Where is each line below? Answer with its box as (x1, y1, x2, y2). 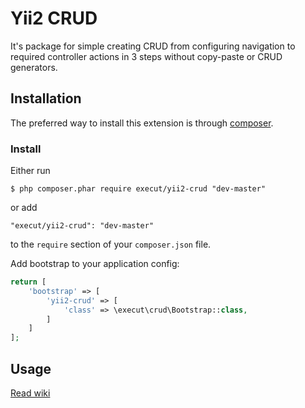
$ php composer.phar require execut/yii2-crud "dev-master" (10, 184, 267, 194)
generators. (10, 61, 58, 73)
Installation (10, 90, 82, 107)
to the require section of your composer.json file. (10, 238, 212, 251)
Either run (10, 165, 51, 177)
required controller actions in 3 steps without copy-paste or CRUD (10, 50, 283, 62)
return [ (10, 277, 47, 287)
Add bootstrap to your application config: (10, 258, 180, 270)
